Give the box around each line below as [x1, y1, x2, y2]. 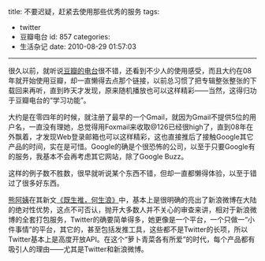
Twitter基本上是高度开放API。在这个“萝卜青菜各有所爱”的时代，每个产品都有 [8, 235, 256, 244]
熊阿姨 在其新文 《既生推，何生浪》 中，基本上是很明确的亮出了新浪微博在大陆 [8, 196, 257, 204]
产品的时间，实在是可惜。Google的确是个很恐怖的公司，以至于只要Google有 [8, 142, 256, 151]
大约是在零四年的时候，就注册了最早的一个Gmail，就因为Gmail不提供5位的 [8, 113, 250, 121]
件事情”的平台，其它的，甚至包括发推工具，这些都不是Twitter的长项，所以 [8, 225, 248, 234]
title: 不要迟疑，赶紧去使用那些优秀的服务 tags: [8, 7, 160, 16]
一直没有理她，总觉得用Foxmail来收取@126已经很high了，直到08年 [28, 122, 247, 132]
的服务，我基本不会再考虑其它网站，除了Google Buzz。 [8, 152, 188, 161]
